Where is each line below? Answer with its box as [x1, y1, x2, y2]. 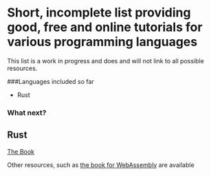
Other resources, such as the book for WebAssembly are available [7, 160, 195, 169]
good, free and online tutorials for [7, 19, 203, 35]
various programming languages [7, 34, 198, 49]
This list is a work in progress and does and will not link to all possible [7, 56, 204, 65]
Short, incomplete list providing [7, 5, 191, 21]
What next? [7, 108, 47, 118]
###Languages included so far [7, 77, 94, 85]
